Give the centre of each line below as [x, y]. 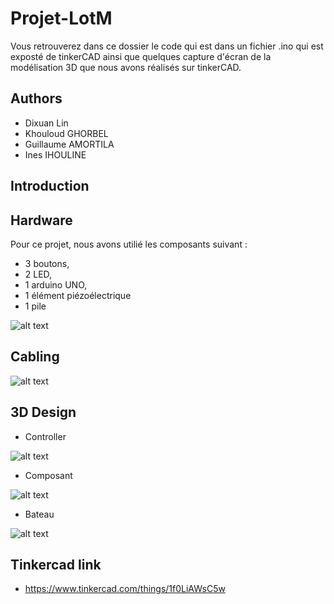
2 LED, [38, 274]
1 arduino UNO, [56, 284]
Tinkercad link [56, 564]
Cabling [35, 357]
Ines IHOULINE [55, 154]
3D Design [43, 412]
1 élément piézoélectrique [78, 295]
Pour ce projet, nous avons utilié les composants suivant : [129, 244]
